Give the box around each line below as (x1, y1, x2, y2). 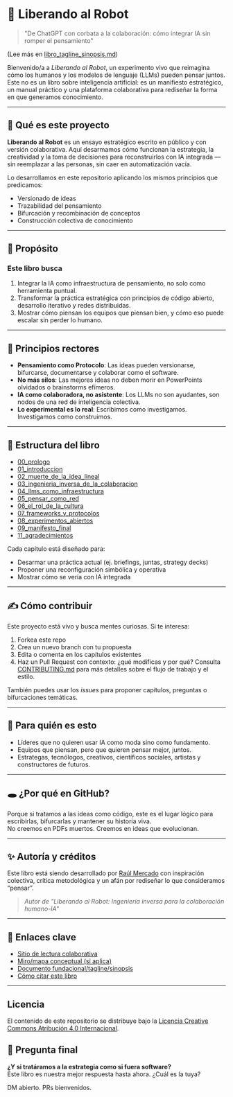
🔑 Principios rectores (7, 342, 99, 354)
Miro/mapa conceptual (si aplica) (17, 957, 112, 965)
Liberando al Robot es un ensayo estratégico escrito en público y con (7, 138, 207, 146)
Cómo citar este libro (17, 972, 78, 980)
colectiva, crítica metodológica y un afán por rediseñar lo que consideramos (7, 877, 225, 885)
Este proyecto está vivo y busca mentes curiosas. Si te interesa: (7, 622, 190, 630)
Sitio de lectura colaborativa (17, 949, 98, 958)
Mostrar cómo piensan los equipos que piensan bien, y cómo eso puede (17, 308, 224, 317)
